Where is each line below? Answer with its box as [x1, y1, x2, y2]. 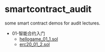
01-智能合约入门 [11, 30, 45, 36]
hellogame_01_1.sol [19, 36, 58, 42]
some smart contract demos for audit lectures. [4, 20, 100, 26]
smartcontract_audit [4, 3, 92, 15]
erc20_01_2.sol [19, 41, 50, 47]
